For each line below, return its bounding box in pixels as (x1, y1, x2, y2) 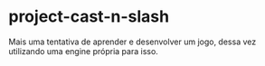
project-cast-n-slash (8, 6, 169, 27)
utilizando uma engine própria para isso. (8, 45, 159, 56)
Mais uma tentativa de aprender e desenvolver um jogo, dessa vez (8, 36, 257, 47)
